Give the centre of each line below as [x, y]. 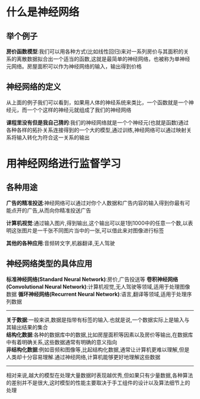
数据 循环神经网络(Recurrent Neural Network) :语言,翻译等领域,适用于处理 [96, 294]
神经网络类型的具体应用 [49, 264]
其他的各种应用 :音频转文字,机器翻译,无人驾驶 [61, 243]
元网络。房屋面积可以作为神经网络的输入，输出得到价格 [74, 66]
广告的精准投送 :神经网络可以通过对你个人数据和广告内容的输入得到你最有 [96, 202]
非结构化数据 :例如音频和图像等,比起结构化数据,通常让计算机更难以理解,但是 [98, 350]
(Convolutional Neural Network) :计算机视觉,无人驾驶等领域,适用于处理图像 [98, 286]
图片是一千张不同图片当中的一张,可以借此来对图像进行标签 [93, 230]
